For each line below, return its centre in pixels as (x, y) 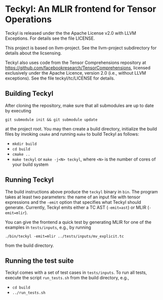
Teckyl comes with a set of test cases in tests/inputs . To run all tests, (76, 273)
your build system (30, 164)
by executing (18, 110)
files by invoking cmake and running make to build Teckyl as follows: (72, 134)
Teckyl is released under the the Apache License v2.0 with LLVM (71, 33)
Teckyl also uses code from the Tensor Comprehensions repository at (76, 62)
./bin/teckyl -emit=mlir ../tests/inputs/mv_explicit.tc (65, 236)
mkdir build (24, 144)
